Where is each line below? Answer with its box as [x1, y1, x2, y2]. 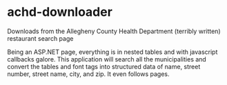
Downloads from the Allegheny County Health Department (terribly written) [7, 27, 221, 35]
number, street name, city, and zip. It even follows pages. [7, 70, 170, 78]
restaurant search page [7, 34, 74, 42]
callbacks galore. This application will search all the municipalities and [7, 55, 207, 63]
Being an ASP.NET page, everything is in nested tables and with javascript [7, 48, 218, 56]
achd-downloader [7, 4, 112, 20]
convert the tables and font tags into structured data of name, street [7, 62, 201, 70]
